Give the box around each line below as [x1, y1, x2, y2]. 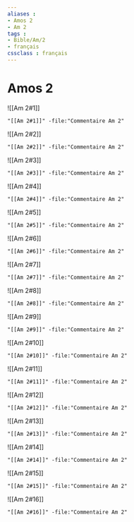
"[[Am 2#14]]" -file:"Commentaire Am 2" [7, 456, 128, 463]
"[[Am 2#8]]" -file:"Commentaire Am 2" [7, 300, 125, 307]
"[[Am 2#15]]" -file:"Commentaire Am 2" [7, 482, 128, 489]
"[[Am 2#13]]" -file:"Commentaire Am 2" [7, 430, 128, 437]
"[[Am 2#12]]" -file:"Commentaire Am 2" [7, 404, 128, 411]
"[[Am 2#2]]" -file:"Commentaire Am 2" [7, 143, 125, 151]
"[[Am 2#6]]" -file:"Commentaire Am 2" [7, 248, 125, 255]
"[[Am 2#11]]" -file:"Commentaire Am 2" [7, 378, 128, 385]
